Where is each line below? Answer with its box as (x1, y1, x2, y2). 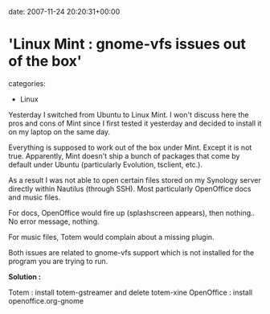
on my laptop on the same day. (8, 126, 111, 136)
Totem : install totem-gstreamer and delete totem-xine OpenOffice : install (8, 287, 253, 297)
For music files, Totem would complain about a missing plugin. (8, 232, 215, 242)
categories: (8, 78, 46, 88)
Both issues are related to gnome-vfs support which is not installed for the (8, 247, 255, 257)
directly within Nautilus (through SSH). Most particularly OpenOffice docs (8, 184, 252, 193)
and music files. (8, 192, 61, 202)
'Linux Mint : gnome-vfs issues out (8, 35, 247, 53)
